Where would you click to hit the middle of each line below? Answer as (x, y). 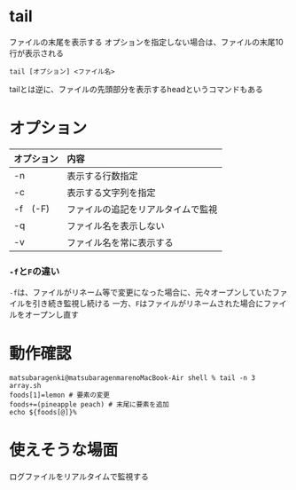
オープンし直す (52, 315)
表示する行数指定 (103, 176)
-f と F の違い (35, 271)
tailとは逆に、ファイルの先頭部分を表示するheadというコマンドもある (136, 89)
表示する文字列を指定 (112, 193)
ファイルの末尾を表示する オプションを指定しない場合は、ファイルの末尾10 (146, 42)
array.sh (25, 386)
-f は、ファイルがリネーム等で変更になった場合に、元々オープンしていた (141, 292)
